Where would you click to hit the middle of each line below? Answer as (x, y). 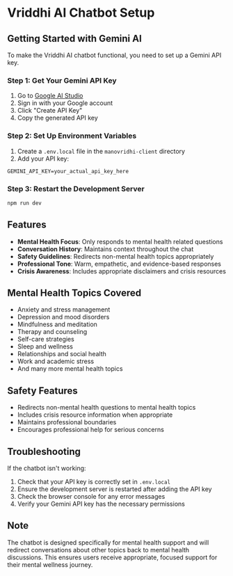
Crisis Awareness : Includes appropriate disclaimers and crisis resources (121, 271)
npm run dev (24, 203)
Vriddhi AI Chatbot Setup (81, 13)
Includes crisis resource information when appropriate (95, 415)
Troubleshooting (44, 451)
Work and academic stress (56, 361)
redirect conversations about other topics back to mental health (98, 550)
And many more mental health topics (70, 369)
